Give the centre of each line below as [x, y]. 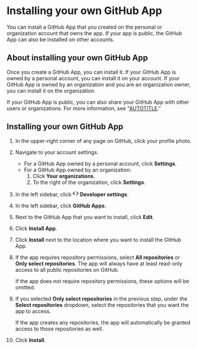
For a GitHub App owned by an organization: [77, 170]
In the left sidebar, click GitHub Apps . [61, 206]
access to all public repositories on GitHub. [67, 269]
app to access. [33, 311]
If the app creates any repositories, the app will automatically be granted [103, 322]
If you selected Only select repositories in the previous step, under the [101, 298]
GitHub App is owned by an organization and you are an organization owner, [99, 84]
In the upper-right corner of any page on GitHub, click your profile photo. [103, 141]
